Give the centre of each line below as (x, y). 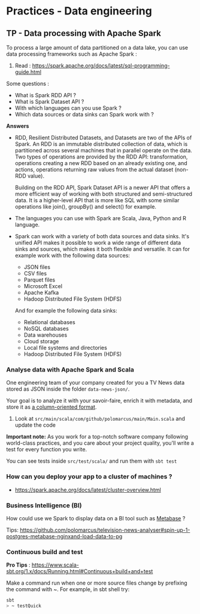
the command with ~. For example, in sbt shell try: (68, 589)
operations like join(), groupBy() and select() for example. (86, 206)
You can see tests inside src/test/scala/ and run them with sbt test (92, 461)
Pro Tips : (19, 565)
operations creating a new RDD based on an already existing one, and (101, 163)
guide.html (28, 72)
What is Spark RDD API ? (46, 95)
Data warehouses (46, 335)
